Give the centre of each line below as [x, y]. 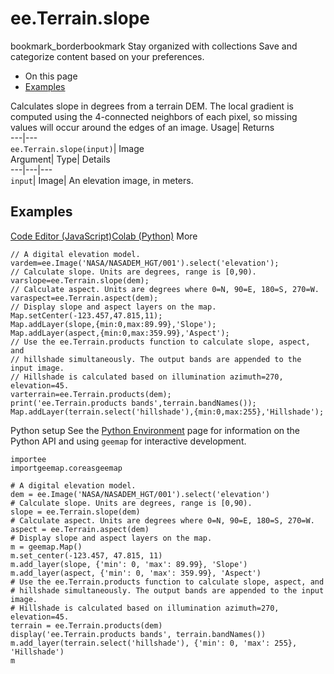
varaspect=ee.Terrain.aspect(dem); [84, 298]
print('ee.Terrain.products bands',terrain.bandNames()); [133, 403]
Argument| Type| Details [60, 159]
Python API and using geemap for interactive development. [128, 441]
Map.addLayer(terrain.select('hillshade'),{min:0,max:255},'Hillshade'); [167, 412]
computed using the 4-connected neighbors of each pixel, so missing [154, 116]
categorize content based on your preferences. [107, 56]
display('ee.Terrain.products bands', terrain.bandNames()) [138, 634]
